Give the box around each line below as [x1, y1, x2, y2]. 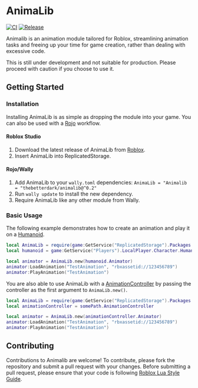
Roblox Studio [6, 133, 41, 140]
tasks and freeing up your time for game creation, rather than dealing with [6, 41, 186, 48]
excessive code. [6, 47, 46, 54]
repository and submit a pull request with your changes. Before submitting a [6, 363, 190, 370]
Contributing [6, 341, 54, 351]
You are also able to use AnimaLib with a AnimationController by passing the [6, 280, 192, 287]
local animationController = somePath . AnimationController [6, 303, 154, 309]
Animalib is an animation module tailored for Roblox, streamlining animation [6, 35, 189, 42]
